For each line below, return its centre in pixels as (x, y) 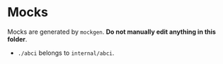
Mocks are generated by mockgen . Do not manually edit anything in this (111, 32)
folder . (17, 39)
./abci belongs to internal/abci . (66, 53)
